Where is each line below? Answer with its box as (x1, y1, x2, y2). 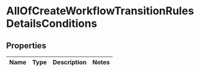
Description (53, 58, 87, 66)
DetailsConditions (6, 17, 97, 30)
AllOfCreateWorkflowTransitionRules (6, 4, 194, 18)
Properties (6, 40, 47, 51)
